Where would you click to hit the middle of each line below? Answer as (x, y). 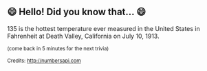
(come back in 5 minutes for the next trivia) (58, 48)
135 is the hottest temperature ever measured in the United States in (104, 28)
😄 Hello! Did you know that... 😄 (77, 12)
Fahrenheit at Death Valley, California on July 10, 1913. (83, 36)
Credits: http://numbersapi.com (44, 61)
